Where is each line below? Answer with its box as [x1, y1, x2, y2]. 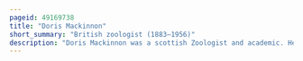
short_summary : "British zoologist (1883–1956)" [9, 30, 196, 39]
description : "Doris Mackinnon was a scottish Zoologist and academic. [9, 38, 284, 48]
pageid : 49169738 [9, 13, 75, 22]
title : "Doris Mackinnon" [9, 22, 106, 30]
